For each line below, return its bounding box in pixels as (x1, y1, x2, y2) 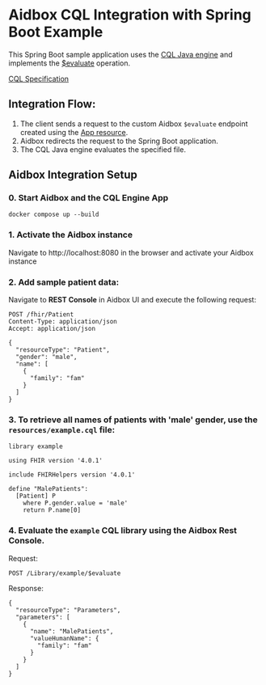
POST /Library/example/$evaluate (8, 569, 121, 577)
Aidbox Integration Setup (8, 168, 137, 182)
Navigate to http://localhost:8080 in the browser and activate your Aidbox (8, 247, 254, 257)
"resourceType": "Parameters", (15, 606, 121, 614)
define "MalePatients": (8, 485, 89, 493)
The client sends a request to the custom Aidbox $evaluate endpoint (19, 119, 248, 129)
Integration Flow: (8, 97, 96, 111)
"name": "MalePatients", (29, 627, 114, 636)
